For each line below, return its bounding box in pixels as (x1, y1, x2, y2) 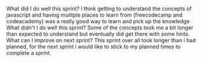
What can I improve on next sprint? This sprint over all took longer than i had (6, 37, 196, 44)
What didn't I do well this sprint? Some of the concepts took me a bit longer (6, 24, 194, 31)
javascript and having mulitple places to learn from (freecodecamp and (6, 11, 183, 18)
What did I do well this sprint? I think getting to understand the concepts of (6, 5, 192, 12)
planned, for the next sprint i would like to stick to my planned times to (6, 43, 181, 50)
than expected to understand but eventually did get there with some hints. (6, 30, 190, 38)
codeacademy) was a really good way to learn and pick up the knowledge (6, 18, 190, 24)
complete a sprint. (6, 49, 51, 56)
